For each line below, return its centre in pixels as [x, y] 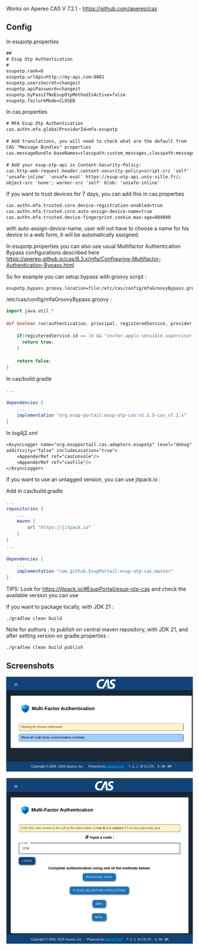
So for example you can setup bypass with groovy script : [76, 276]
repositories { [25, 509]
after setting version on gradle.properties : [58, 636]
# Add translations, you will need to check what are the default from [96, 141]
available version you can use [42, 595]
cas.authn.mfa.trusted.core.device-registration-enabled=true [84, 205]
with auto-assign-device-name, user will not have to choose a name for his [98, 228]
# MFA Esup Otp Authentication [45, 123]
